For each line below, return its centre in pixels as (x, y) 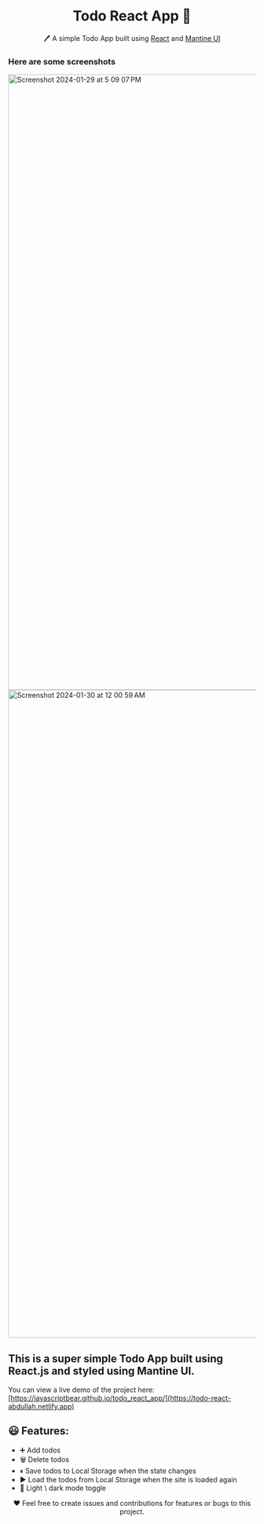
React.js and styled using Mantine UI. (101, 1371)
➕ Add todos (40, 1450)
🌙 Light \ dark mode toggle (63, 1488)
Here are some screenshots (62, 61)
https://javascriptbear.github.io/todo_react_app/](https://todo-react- (121, 1398)
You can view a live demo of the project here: (81, 1390)
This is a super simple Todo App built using (116, 1359)
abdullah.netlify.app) (41, 1407)
